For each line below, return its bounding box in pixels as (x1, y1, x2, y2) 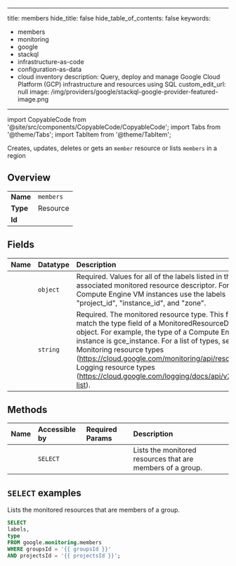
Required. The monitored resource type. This (76, 309, 224, 319)
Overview (7, 172, 51, 184)
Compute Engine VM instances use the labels (76, 289, 226, 299)
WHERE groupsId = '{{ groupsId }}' (7, 546, 112, 553)
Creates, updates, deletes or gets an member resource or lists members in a (7, 144, 218, 152)
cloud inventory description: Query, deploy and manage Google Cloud (17, 73, 221, 81)
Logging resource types (76, 362, 156, 372)
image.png (17, 95, 49, 103)
